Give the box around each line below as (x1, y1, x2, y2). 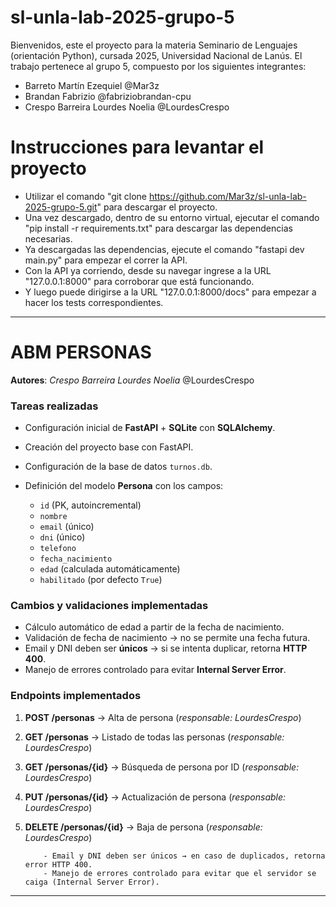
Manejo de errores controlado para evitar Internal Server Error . (24, 664, 287, 676)
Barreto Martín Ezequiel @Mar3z (24, 79, 160, 91)
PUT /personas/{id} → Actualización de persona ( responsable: (24, 791, 287, 803)
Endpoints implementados (10, 689, 142, 703)
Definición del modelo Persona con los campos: (24, 480, 224, 492)
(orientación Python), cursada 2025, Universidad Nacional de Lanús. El (10, 49, 303, 61)
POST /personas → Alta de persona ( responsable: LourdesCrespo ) (24, 711, 302, 723)
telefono (39, 544, 77, 554)
